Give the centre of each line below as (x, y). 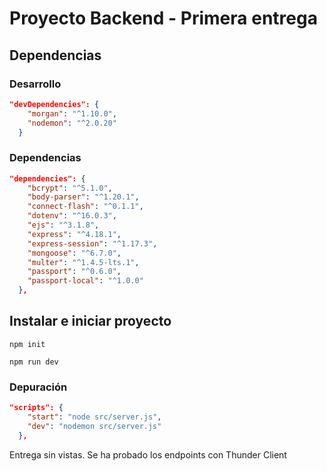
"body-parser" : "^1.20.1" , (83, 197)
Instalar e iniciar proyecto (90, 321)
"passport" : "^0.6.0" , (74, 272)
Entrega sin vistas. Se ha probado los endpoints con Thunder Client (148, 454)
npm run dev (34, 362)
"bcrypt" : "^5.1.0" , (70, 188)
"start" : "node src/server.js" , (94, 417)
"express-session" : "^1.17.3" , (92, 243)
